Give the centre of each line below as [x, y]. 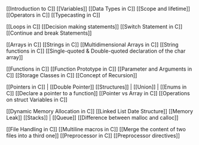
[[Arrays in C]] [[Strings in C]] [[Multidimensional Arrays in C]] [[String [92, 45]
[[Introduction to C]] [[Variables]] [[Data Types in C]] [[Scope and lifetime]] [98, 9]
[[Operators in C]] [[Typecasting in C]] [53, 15]
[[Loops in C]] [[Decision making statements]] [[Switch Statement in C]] [94, 27]
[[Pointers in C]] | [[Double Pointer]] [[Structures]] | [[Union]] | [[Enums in [97, 87]
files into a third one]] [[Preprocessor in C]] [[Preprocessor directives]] [93, 135]
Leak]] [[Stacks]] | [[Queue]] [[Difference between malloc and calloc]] [92, 117]
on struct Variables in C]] [37, 99]
